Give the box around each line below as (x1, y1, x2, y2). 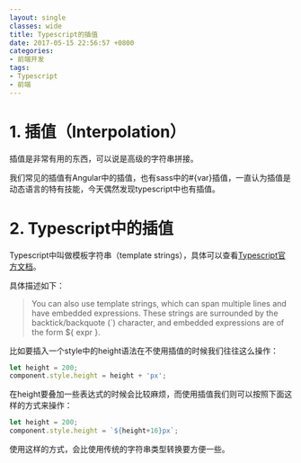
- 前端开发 (9, 55, 45, 64)
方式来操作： (24, 400, 73, 411)
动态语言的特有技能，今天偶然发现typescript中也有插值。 (9, 183, 220, 194)
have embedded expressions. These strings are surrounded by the (31, 307, 279, 318)
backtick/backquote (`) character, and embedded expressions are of (31, 316, 285, 328)
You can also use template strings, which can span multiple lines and (31, 298, 288, 308)
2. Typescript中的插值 (9, 218, 174, 238)
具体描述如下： (9, 280, 65, 290)
